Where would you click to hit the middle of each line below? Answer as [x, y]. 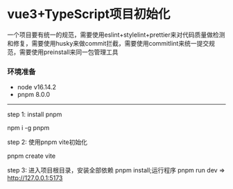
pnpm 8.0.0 [34, 95]
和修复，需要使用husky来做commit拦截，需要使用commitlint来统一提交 [108, 43]
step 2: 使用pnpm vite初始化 [48, 142]
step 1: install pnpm [35, 114]
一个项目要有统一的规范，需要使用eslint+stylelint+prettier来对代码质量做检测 [116, 35]
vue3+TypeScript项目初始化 [89, 14]
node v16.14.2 [37, 87]
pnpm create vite [32, 156]
